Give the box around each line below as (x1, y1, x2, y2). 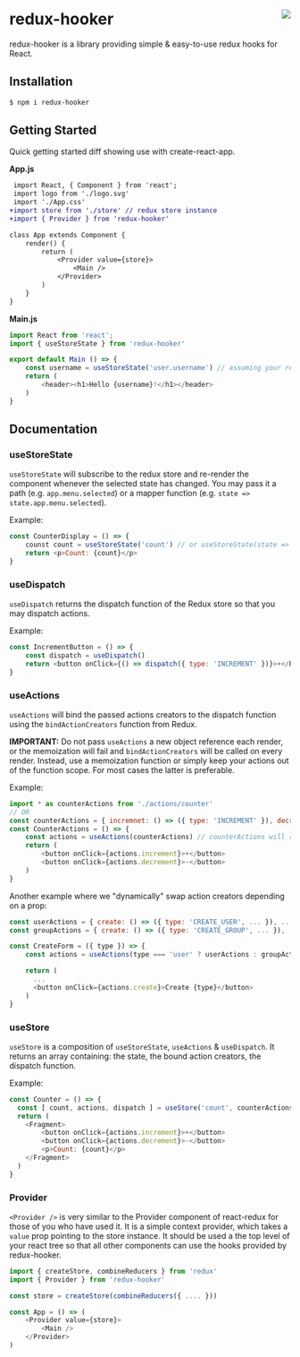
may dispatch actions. (9, 608, 91, 619)
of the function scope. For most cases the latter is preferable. (9, 764, 235, 775)
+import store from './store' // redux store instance (9, 206, 218, 215)
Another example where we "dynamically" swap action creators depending (9, 890, 286, 901)
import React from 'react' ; (9, 331, 114, 339)
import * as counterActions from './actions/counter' (9, 799, 214, 808)
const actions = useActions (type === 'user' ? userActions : (25, 950, 257, 959)
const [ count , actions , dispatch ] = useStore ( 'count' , (17, 1103, 234, 1112)
